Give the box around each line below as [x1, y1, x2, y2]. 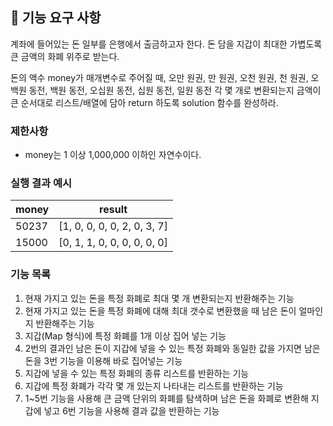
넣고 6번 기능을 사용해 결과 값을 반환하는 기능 [43, 404, 220, 417]
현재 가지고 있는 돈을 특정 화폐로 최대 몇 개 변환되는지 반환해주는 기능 [24, 292, 295, 304]
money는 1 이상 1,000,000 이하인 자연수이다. [24, 149, 202, 161]
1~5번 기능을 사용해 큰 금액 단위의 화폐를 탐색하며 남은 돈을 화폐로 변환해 [24, 392, 309, 404]
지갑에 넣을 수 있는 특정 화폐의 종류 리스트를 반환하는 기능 [24, 367, 250, 379]
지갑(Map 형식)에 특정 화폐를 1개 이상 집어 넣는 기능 [24, 329, 227, 342]
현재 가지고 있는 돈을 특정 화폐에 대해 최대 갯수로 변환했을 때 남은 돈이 [24, 304, 297, 317]
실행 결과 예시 [10, 176, 73, 190]
